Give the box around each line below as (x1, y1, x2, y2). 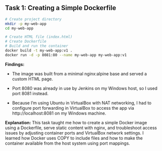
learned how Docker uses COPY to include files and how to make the (5, 135, 143, 141)
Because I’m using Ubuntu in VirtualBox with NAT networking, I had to (12, 100, 152, 106)
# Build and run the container (5, 44, 68, 49)
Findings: (5, 61, 25, 67)
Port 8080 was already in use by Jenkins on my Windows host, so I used (12, 85, 158, 91)
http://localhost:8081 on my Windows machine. (12, 110, 107, 116)
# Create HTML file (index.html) (5, 34, 73, 39)
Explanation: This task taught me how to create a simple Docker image (5, 119, 147, 125)
